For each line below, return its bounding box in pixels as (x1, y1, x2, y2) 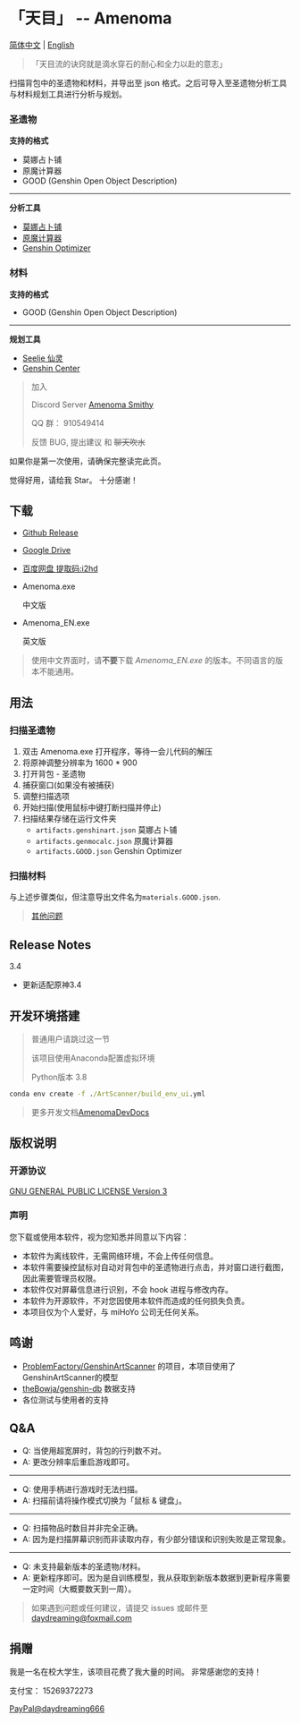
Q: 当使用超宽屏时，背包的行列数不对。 (21, 1446, 167, 1456)
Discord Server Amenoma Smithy (30, 399, 154, 410)
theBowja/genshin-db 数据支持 (21, 1383, 136, 1394)
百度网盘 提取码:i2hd (21, 563, 98, 574)
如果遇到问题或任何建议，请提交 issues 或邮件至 (30, 1603, 208, 1614)
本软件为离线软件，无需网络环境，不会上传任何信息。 (21, 1250, 219, 1261)
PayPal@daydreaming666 (9, 1703, 105, 1714)
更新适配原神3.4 (21, 979, 82, 990)
